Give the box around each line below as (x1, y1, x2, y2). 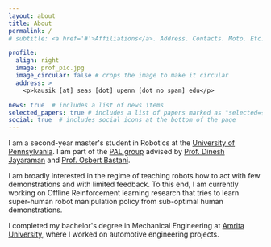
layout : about (8, 11, 56, 20)
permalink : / (8, 27, 52, 35)
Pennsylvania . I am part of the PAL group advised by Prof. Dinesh (8, 147, 225, 157)
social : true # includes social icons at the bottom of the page (8, 116, 236, 124)
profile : (8, 49, 38, 57)
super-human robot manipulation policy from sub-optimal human (8, 197, 223, 207)
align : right (15, 57, 60, 65)
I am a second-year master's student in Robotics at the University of (8, 138, 236, 148)
